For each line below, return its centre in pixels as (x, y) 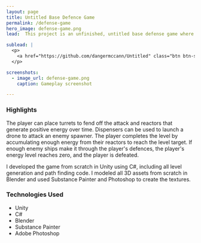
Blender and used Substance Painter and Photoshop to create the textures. (99, 179)
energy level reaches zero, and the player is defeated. (73, 155)
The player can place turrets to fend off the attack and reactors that (89, 123)
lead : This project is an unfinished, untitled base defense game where (100, 34)
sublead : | (20, 45)
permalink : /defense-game (38, 23)
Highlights (22, 110)
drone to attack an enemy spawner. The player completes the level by (92, 136)
